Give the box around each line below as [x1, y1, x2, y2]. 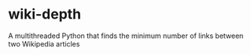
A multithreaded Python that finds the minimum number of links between [8, 31, 244, 40]
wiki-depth [8, 5, 82, 23]
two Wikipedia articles [8, 39, 80, 48]
